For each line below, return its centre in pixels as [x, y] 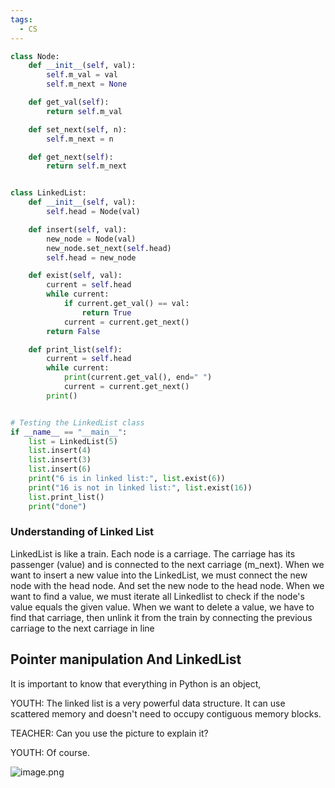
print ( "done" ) [57, 506]
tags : [21, 19]
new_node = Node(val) [91, 239]
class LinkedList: [48, 193]
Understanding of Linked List [82, 532]
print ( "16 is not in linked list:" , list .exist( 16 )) [140, 487]
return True [106, 312]
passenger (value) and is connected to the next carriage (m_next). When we [167, 564]
